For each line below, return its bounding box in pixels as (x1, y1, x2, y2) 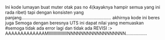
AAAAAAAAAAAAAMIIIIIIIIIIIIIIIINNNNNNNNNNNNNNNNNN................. (5, 31, 147, 36)
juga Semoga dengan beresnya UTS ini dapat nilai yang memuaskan (5, 20, 144, 26)
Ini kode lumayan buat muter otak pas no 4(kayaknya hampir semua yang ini (5, 4, 161, 10)
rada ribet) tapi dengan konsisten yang (5, 9, 84, 15)
